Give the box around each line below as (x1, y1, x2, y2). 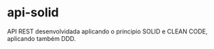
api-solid (7, 5, 60, 20)
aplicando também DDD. (7, 34, 76, 42)
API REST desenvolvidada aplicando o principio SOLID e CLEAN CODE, (7, 27, 208, 35)
